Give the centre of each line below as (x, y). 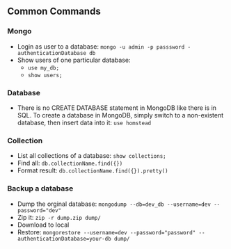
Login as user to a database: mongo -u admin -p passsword (101, 46)
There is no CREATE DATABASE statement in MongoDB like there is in (117, 108)
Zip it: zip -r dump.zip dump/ (59, 217)
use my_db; (43, 68)
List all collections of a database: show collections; (91, 156)
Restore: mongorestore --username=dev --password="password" (106, 232)
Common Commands (54, 11)
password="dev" (39, 210)
